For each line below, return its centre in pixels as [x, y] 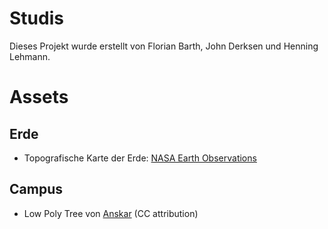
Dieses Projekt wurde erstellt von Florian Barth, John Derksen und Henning [164, 46]
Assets [39, 97]
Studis [36, 18]
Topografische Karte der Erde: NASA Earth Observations [140, 158]
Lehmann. [30, 56]
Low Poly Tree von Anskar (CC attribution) [111, 213]
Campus [36, 189]
